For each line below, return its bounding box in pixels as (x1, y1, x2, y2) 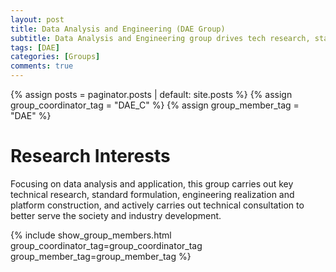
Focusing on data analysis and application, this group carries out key (10, 177, 294, 190)
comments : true (10, 61, 74, 71)
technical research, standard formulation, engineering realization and (10, 188, 295, 200)
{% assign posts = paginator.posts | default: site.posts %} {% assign (10, 89, 293, 100)
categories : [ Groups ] (10, 52, 101, 62)
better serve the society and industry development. (10, 209, 222, 221)
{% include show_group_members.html (10, 229, 172, 241)
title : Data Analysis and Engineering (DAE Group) (10, 24, 226, 34)
